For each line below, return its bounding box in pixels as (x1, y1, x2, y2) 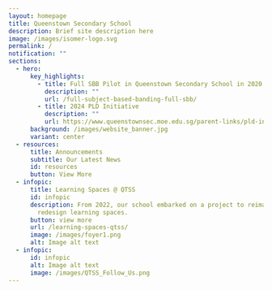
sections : (8, 58, 42, 66)
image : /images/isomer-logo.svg (8, 34, 117, 43)
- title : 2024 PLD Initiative (37, 102, 139, 110)
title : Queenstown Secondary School (8, 19, 132, 28)
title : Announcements (29, 148, 104, 156)
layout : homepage (8, 11, 67, 20)
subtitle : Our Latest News (29, 155, 121, 163)
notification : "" (8, 50, 67, 58)
